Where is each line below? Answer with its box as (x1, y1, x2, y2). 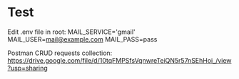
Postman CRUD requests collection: (7, 49, 113, 57)
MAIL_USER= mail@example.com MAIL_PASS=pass (7, 35, 158, 43)
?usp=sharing (7, 63, 48, 72)
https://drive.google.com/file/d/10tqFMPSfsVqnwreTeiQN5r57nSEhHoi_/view (7, 56, 232, 64)
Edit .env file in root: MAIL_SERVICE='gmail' (7, 28, 136, 36)
